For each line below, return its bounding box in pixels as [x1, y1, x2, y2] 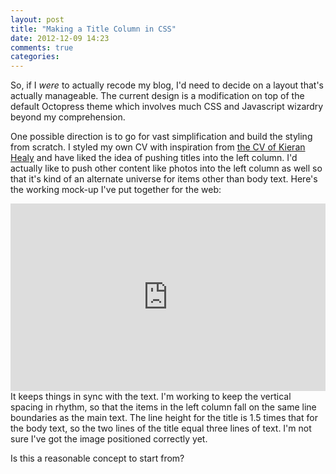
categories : [10, 52, 60, 62]
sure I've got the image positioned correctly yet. [10, 433, 208, 445]
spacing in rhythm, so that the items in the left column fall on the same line [10, 401, 317, 413]
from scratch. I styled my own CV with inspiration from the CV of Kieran [10, 141, 306, 153]
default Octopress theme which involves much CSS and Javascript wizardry [10, 101, 324, 113]
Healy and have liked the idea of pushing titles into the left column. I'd [10, 152, 298, 164]
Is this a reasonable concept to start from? [10, 452, 185, 465]
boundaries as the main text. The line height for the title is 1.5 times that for [10, 412, 318, 424]
